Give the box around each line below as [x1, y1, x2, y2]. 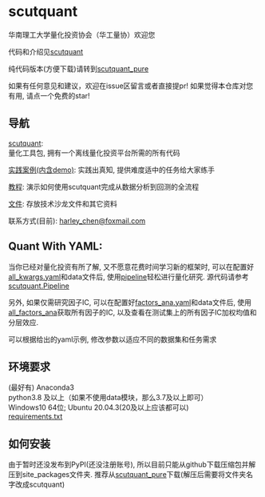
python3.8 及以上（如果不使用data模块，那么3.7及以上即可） [8, 393, 208, 403]
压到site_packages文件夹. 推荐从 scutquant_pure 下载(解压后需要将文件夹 [8, 470, 247, 479]
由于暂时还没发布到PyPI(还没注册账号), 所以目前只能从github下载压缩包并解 [8, 459, 256, 470]
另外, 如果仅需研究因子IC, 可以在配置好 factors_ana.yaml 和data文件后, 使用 [8, 297, 251, 307]
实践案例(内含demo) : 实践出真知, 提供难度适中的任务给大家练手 [8, 165, 216, 174]
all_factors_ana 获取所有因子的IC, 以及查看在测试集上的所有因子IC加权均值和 [8, 307, 257, 317]
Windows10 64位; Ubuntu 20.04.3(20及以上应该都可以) [8, 403, 189, 412]
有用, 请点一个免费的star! [8, 90, 90, 100]
